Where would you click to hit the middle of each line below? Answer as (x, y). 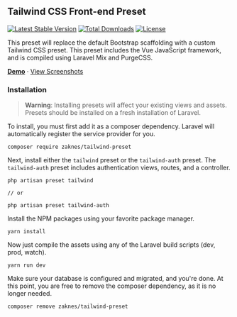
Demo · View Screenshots (45, 71)
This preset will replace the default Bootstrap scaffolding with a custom (112, 43)
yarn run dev (27, 265)
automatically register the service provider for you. (82, 134)
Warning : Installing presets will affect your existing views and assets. (126, 105)
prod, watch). (27, 252)
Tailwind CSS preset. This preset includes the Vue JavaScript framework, (115, 50)
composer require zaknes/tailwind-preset (70, 147)
